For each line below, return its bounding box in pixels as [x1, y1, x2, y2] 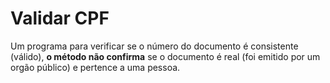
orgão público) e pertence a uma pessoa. [10, 61, 181, 73]
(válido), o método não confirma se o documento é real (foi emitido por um [10, 50, 321, 62]
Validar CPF [10, 7, 110, 30]
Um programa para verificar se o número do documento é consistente [10, 40, 299, 52]
